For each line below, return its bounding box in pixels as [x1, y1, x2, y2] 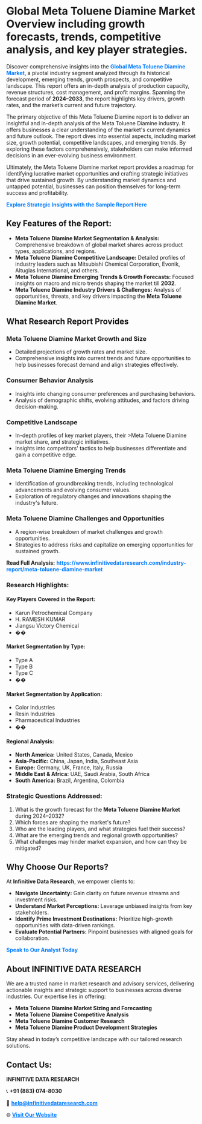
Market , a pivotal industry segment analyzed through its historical [6, 69, 170, 76]
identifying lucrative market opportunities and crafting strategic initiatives [6, 169, 188, 177]
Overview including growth [6, 17, 145, 31]
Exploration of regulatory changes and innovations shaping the [14, 493, 171, 500]
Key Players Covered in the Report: [6, 596, 96, 603]
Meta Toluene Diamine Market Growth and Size [6, 335, 147, 343]
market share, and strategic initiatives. [14, 438, 110, 445]
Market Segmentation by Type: [6, 643, 86, 650]
